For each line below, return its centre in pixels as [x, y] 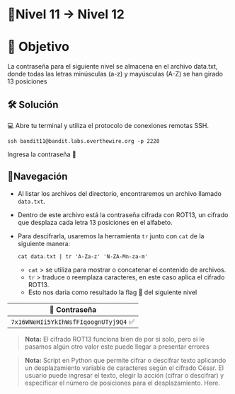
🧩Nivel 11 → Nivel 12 [66, 15]
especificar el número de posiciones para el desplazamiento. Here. [122, 383]
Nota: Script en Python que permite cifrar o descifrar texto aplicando [125, 360]
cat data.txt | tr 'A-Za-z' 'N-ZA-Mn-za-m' [83, 256]
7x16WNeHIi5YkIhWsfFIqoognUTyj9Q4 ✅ [73, 321]
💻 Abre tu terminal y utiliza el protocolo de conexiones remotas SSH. [108, 125]
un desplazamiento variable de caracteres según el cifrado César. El [124, 368]
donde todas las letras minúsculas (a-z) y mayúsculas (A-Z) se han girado [115, 74]
